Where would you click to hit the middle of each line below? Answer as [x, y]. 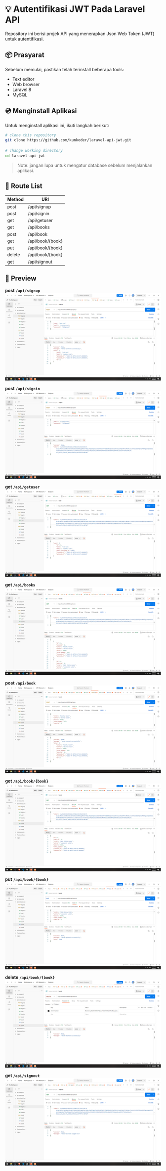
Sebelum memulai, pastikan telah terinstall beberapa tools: [65, 69]
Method [15, 199]
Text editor [23, 79]
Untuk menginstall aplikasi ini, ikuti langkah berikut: [57, 125]
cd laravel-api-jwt [25, 156]
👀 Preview [21, 279]
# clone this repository [31, 135]
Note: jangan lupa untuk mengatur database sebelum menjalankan [85, 165]
